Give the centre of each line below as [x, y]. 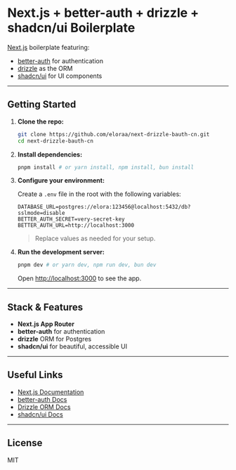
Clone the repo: [41, 122]
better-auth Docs [42, 399]
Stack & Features [45, 307]
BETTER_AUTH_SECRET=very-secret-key [71, 219]
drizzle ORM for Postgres [54, 339]
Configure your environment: [61, 181]
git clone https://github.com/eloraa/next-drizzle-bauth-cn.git [113, 134]
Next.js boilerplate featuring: [48, 47]
